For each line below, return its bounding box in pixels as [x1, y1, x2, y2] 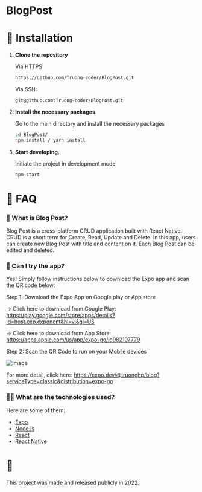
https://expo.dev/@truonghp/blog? [74, 371, 160, 378]
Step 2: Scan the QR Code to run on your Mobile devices [6, 348, 147, 355]
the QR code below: [6, 282, 55, 289]
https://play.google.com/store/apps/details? [6, 312, 116, 319]
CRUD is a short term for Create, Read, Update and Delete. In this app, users [6, 233, 196, 241]
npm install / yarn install [14, 137, 86, 143]
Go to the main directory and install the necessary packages [14, 120, 165, 127]
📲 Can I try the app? [6, 261, 65, 270]
